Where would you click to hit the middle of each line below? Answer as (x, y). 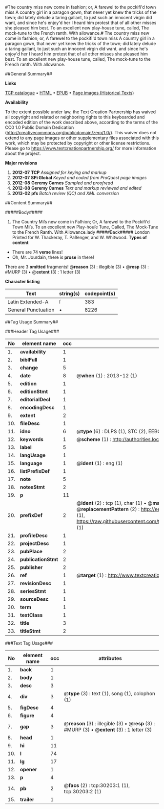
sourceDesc (34, 599)
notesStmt (32, 487)
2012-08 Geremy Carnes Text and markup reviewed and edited (77, 188)
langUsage (33, 455)
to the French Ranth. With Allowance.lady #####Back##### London (81, 232)
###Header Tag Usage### (32, 331)
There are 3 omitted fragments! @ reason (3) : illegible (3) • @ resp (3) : (77, 267)
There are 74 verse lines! (37, 252)
